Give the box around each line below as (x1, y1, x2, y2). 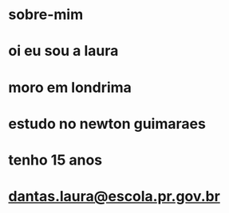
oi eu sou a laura (8, 42, 119, 60)
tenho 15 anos (8, 151, 102, 168)
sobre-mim (8, 6, 84, 24)
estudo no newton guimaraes (8, 114, 206, 133)
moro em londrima (8, 78, 132, 96)
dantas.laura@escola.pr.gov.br (8, 188, 221, 206)
